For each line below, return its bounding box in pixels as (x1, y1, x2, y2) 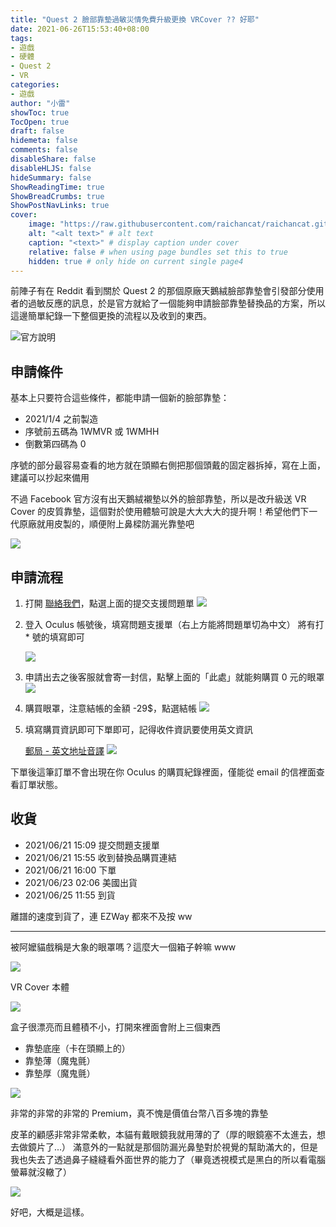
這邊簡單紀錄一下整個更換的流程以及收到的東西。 (10, 310, 212, 322)
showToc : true (10, 107, 70, 118)
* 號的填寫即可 (24, 631, 85, 643)
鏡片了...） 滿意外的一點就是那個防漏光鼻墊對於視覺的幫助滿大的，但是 (27, 1141, 319, 1153)
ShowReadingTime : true (10, 182, 105, 192)
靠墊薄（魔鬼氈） (24, 1054, 96, 1066)
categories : (10, 80, 60, 90)
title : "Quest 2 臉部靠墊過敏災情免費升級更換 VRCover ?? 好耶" (10, 14, 260, 25)
